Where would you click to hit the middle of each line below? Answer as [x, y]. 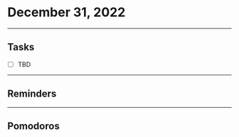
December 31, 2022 [67, 12]
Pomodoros [34, 126]
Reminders [32, 94]
